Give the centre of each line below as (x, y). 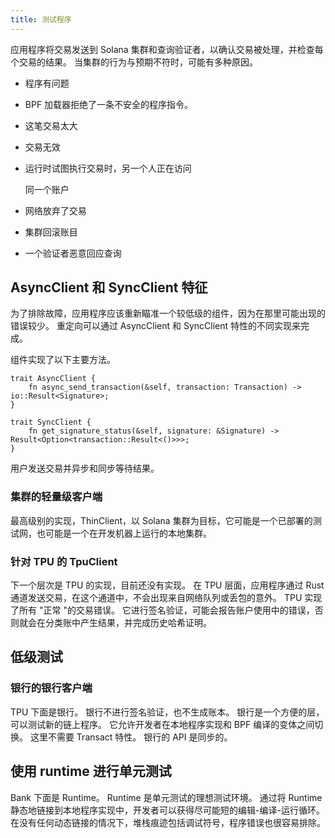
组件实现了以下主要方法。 (63, 360)
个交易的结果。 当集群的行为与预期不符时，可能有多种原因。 (134, 62)
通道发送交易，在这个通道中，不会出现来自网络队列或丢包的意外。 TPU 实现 (166, 598)
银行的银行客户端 (51, 688)
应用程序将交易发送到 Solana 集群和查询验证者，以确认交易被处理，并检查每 (167, 49)
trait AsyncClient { (53, 379)
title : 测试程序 (41, 19)
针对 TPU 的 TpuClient (64, 561)
